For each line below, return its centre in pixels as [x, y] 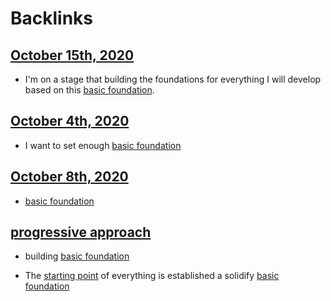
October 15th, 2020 [72, 55]
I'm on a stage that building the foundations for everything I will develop [173, 79]
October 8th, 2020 [69, 177]
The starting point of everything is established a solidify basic [152, 276]
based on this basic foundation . [89, 90]
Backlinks [52, 18]
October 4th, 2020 [70, 121]
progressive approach [81, 232]
